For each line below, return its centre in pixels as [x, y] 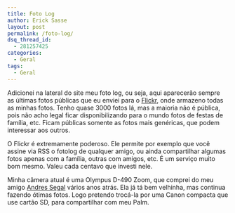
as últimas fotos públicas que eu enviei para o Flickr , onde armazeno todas [115, 100]
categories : [25, 53]
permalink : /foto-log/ [40, 33]
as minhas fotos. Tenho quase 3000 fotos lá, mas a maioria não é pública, [114, 108]
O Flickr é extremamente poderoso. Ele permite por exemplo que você [109, 143]
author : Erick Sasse [38, 20]
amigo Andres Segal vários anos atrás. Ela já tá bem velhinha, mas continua [116, 187]
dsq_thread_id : [29, 40]
